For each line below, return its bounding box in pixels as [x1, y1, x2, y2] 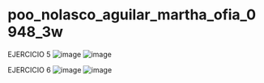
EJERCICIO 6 [7, 64, 52, 74]
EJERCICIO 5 [7, 49, 51, 59]
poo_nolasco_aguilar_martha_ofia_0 [7, 6, 257, 24]
